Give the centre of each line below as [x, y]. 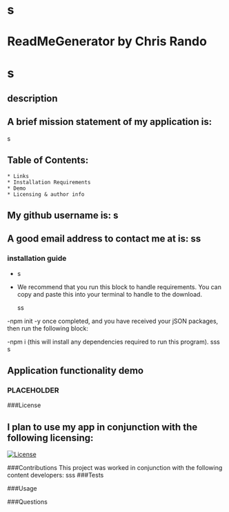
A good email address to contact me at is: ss [104, 239]
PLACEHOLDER [33, 390]
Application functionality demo [75, 371]
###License [24, 405]
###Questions [28, 502]
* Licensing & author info [46, 194]
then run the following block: [48, 328]
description [32, 98]
